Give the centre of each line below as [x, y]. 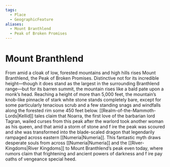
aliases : [15, 24]
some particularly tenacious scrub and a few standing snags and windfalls [83, 105]
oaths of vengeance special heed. [41, 159]
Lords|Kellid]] [19, 116]
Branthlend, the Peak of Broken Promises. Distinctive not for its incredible [82, 78]
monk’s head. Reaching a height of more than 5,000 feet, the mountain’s [81, 94]
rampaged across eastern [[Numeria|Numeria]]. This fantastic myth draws [83, 137]
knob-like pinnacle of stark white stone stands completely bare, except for [83, 99]
